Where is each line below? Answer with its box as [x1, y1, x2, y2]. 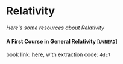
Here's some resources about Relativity [6, 24, 104, 31]
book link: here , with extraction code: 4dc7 [6, 51, 111, 58]
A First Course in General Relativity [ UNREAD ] [6, 38, 118, 45]
